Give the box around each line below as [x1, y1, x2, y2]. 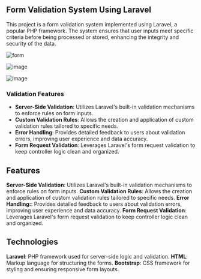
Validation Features [6, 89, 64, 98]
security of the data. [6, 40, 56, 47]
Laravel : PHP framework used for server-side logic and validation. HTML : [6, 253, 188, 260]
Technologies [6, 237, 59, 247]
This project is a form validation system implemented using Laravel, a [6, 20, 178, 28]
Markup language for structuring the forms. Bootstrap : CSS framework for [6, 259, 190, 266]
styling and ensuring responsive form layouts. [6, 265, 119, 272]
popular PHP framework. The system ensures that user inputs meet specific [6, 27, 194, 34]
